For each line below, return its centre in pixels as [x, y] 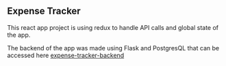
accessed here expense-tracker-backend [66, 55]
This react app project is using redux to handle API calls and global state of [113, 27]
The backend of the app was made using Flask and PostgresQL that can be [113, 48]
